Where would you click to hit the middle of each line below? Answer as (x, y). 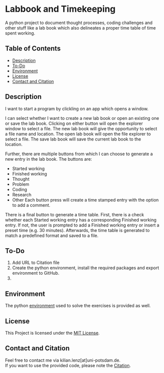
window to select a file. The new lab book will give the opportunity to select (81, 128)
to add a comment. (31, 205)
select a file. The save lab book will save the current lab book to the (73, 139)
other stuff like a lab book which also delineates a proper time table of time (81, 28)
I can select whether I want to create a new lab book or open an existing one (82, 118)
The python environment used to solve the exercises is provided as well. (78, 306)
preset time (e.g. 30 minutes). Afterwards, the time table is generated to (78, 230)
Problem (21, 184)
